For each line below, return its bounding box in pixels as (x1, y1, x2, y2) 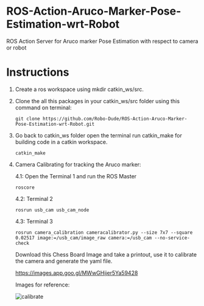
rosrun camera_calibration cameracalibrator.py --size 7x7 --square (15, 229, 193, 236)
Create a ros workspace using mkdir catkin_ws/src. (15, 86, 144, 93)
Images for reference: (15, 281, 70, 288)
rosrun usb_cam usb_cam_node (15, 206, 90, 213)
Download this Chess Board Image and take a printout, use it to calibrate (15, 250, 197, 258)
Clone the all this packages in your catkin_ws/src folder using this (15, 97, 180, 104)
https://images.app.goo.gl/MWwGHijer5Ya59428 (15, 269, 138, 276)
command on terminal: (15, 104, 72, 111)
